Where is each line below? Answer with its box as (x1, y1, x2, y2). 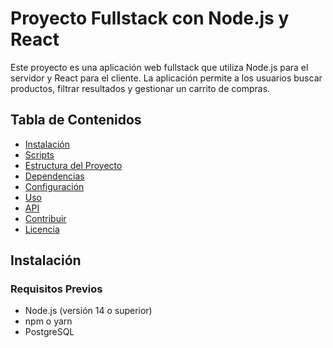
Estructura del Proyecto (24, 159, 123, 171)
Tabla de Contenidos (10, 112, 142, 129)
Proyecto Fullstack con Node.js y (10, 7, 290, 30)
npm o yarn (24, 315, 73, 327)
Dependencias (24, 170, 85, 182)
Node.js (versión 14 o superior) (24, 305, 153, 317)
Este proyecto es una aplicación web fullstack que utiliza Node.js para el (10, 61, 309, 73)
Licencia (24, 223, 60, 235)
